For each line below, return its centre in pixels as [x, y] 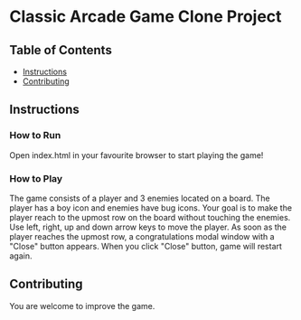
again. [21, 256]
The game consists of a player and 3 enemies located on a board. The [140, 198]
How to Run [35, 136]
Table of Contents [61, 50]
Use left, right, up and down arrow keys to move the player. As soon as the [148, 227]
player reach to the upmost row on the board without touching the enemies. [150, 217]
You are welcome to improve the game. [82, 306]
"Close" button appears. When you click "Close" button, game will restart [146, 246]
